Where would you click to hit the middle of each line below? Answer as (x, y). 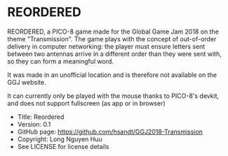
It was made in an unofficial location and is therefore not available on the (112, 75)
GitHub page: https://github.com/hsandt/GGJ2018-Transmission (110, 132)
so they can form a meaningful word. (61, 61)
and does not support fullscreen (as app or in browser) (87, 103)
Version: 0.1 (34, 124)
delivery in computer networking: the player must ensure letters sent (106, 46)
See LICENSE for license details (63, 146)
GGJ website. (27, 82)
